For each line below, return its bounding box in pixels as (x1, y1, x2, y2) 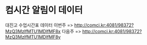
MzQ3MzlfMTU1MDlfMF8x (5, 28, 61, 34)
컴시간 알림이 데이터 (5, 4, 83, 16)
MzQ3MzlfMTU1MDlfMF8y (5, 33, 61, 40)
